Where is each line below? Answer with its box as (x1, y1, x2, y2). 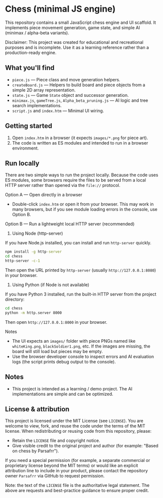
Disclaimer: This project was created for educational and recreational (5, 39, 144, 45)
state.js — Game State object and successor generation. (12, 92, 129, 98)
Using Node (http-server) (12, 230, 63, 237)
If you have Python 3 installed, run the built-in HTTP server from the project (5, 291, 157, 297)
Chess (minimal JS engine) (5, 3, 116, 15)
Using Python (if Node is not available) (12, 282, 90, 288)
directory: (5, 296, 25, 302)
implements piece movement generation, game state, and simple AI (5, 24, 140, 30)
